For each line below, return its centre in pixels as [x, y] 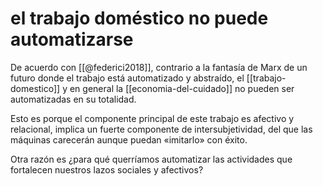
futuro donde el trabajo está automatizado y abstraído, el [127, 78]
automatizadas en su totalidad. [73, 99]
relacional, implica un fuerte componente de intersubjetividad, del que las [161, 129]
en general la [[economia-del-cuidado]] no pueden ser [182, 88]
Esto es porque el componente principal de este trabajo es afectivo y [152, 118]
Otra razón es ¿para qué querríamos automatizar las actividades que [151, 159]
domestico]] [35, 88]
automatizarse [72, 39]
